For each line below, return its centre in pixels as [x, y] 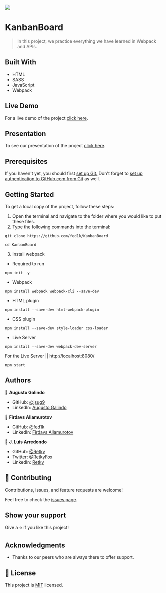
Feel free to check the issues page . [41, 499]
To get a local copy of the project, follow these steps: [60, 207]
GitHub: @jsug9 [29, 402]
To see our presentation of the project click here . [55, 146]
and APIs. [27, 46]
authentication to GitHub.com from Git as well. [53, 179]
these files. [24, 222]
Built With [21, 62]
